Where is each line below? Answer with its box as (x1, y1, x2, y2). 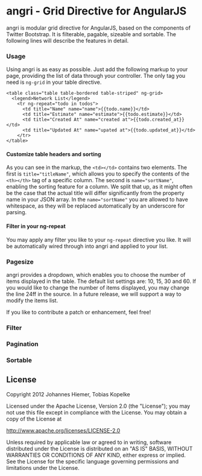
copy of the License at (6, 415, 62, 422)
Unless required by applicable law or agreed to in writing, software (6, 439, 172, 446)
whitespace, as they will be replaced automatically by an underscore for (6, 202, 185, 209)
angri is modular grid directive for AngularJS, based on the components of (6, 24, 191, 31)
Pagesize (6, 258, 34, 266)
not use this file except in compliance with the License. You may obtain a (6, 408, 187, 416)
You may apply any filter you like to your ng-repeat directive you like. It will (6, 236, 191, 243)
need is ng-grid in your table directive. (6, 78, 102, 86)
